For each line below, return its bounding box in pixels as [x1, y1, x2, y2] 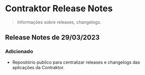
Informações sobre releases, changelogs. [17, 19, 102, 25]
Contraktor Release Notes [5, 3, 113, 14]
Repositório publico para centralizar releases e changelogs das [12, 59, 140, 65]
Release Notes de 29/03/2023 [5, 33, 100, 42]
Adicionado [5, 48, 33, 55]
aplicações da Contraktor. [12, 64, 65, 70]
